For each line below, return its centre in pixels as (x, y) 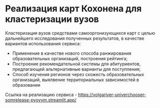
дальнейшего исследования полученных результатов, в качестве (75, 38)
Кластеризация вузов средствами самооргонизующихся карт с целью (80, 33)
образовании (26, 85)
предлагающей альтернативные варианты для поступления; (77, 69)
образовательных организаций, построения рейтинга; (70, 58)
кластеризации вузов (52, 19)
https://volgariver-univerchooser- (112, 95)
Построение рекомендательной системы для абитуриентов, (77, 64)
